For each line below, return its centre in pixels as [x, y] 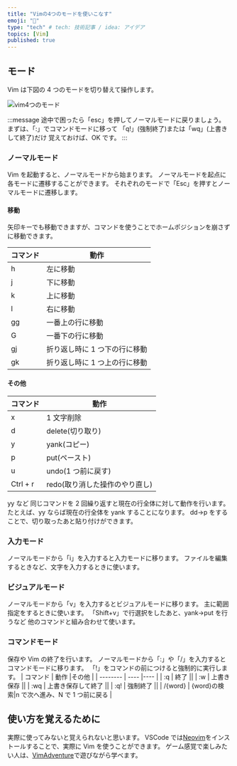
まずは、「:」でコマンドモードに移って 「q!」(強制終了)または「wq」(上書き [117, 128]
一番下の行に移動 [75, 336]
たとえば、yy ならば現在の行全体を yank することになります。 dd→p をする [118, 512]
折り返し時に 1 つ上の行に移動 [97, 362]
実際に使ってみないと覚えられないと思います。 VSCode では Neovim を [110, 738]
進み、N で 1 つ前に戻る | [76, 694]
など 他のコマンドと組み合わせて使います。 [76, 622]
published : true [31, 41]
